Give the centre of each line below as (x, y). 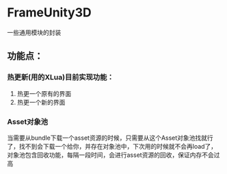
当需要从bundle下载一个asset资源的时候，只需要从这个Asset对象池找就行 (110, 138)
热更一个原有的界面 (44, 93)
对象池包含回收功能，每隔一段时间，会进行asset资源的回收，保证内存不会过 (113, 155)
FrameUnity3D (49, 13)
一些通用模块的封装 (34, 32)
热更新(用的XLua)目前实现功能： (61, 77)
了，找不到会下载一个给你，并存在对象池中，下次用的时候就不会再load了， (112, 146)
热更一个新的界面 (41, 102)
